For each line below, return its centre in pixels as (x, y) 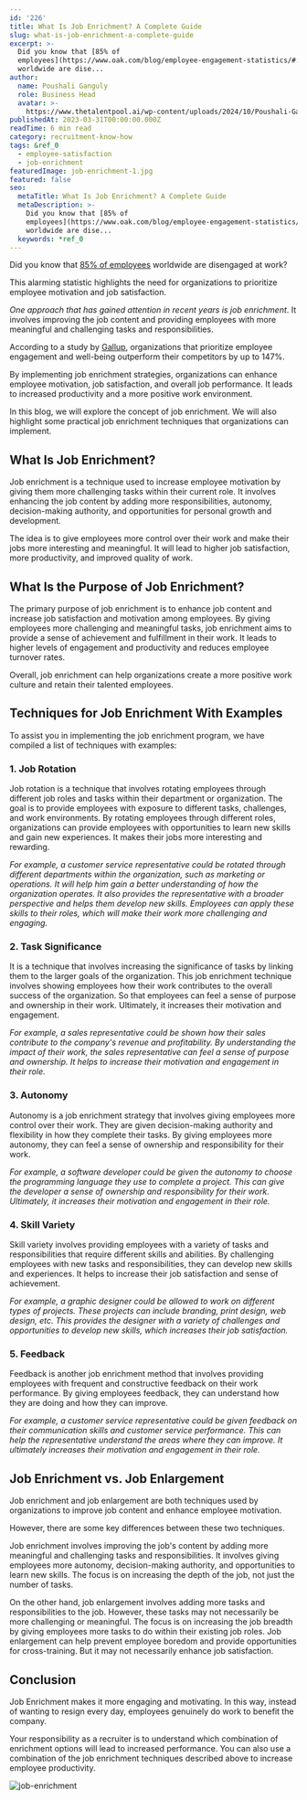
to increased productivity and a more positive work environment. (131, 394)
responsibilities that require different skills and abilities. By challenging (142, 1254)
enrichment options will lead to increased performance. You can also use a (150, 1748)
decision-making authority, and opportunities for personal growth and (141, 511)
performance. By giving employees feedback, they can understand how (144, 1393)
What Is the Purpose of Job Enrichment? (127, 586)
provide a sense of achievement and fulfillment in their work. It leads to (143, 638)
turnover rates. (37, 657)
